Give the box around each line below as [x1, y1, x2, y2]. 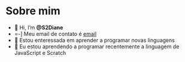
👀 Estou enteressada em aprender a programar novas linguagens [14, 36, 175, 44]
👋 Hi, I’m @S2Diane [14, 24, 63, 31]
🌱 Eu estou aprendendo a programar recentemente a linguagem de [14, 43, 180, 50]
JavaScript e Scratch [14, 49, 66, 56]
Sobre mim [5, 4, 60, 18]
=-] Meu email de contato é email [14, 30, 97, 37]
